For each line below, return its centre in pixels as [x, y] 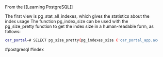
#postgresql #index [24, 49]
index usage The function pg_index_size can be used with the [67, 21]
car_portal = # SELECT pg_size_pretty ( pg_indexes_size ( [62, 40]
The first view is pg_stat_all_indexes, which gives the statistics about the [77, 16]
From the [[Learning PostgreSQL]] [39, 7]
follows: [13, 31]
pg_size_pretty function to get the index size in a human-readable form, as [79, 26]
